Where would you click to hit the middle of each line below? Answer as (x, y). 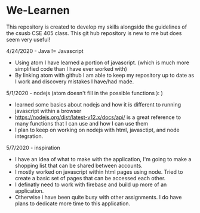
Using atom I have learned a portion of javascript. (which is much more (102, 62)
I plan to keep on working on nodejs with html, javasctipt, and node (97, 130)
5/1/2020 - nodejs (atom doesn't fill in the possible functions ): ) (84, 93)
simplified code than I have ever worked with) (71, 68)
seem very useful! (28, 39)
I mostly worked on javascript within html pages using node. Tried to (99, 172)
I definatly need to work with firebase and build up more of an (91, 184)
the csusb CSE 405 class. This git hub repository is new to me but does (94, 33)
